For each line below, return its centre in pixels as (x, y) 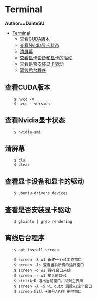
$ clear (22, 165)
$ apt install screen (36, 250)
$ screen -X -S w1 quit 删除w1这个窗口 (53, 286)
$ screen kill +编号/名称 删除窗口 (48, 291)
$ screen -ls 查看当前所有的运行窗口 (49, 265)
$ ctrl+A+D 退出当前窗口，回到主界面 (49, 281)
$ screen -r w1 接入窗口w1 (41, 276)
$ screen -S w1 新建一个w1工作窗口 (48, 260)
